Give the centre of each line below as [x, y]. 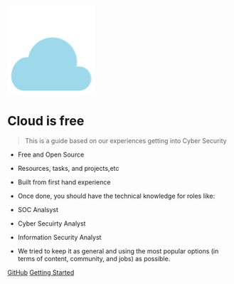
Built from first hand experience [64, 182]
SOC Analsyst [38, 209]
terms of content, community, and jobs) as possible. [94, 258]
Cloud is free [46, 121]
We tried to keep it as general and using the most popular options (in [118, 251]
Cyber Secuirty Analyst [52, 223]
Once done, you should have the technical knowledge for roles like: [116, 196]
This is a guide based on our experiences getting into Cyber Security [126, 140]
